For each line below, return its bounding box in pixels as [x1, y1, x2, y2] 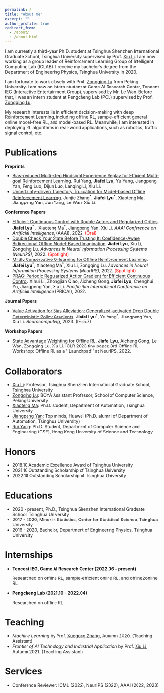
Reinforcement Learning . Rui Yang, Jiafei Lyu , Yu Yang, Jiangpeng [22, 178, 157, 184]
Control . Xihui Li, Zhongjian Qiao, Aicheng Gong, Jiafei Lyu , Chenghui [12, 278, 154, 284]
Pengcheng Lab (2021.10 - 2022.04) [12, 590, 87, 596]
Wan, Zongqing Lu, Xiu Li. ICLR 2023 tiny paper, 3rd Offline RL [12, 343, 139, 349]
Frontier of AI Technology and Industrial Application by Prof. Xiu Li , [12, 643, 148, 649]
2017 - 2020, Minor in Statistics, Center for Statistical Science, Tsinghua [12, 517, 158, 522]
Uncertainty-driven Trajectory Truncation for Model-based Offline [12, 188, 146, 194]
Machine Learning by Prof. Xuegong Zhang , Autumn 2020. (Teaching [12, 633, 153, 639]
